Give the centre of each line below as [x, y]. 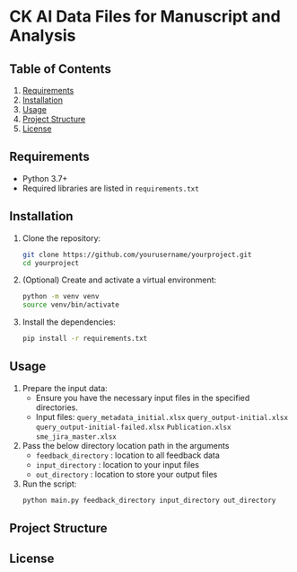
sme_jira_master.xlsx [76, 437]
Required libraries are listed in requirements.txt [110, 188]
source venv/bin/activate [70, 305]
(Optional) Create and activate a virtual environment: [119, 280]
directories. [57, 407]
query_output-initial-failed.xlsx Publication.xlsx [133, 427]
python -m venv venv [61, 297]
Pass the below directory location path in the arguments [126, 445]
